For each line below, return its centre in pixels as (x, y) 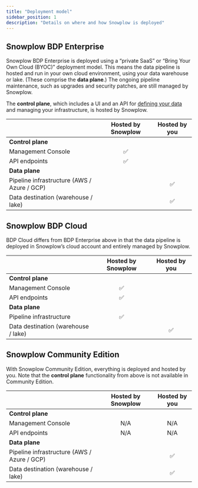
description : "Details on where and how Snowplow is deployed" (85, 22)
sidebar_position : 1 (32, 17)
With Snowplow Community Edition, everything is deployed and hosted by (96, 369)
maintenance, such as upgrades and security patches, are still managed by (97, 86)
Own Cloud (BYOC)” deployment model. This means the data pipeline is (93, 67)
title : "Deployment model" (39, 12)
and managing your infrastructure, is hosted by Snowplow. (77, 110)
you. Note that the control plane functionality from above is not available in (97, 375)
